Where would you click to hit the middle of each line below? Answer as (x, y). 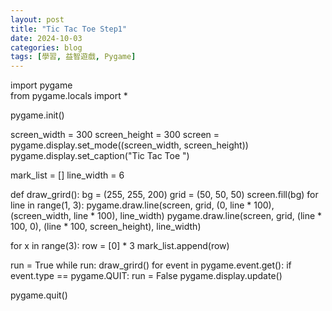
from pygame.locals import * (69, 96)
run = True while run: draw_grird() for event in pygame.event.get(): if (151, 265)
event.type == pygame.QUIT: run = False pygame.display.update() (146, 276)
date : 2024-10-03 (46, 38)
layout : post (37, 19)
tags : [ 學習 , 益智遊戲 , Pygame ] (73, 57)
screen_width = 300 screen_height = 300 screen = (115, 135)
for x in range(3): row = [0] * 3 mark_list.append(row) (120, 246)
